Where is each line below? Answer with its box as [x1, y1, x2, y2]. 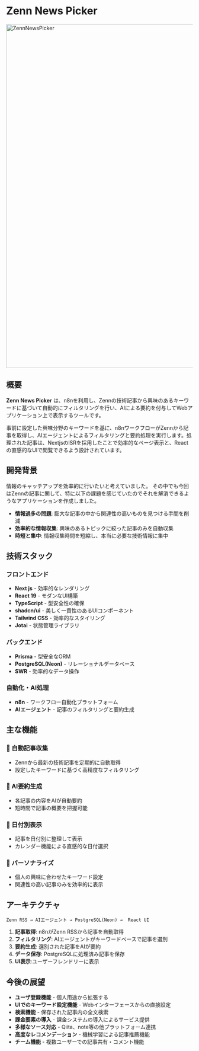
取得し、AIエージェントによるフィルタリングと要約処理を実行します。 [16, 432, 187, 439]
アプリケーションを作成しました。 [16, 497, 99, 504]
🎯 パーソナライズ [6, 859, 54, 867]
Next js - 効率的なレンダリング [14, 585, 90, 592]
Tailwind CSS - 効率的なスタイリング [14, 615, 105, 622]
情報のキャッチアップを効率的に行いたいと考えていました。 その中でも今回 [6, 482, 190, 490]
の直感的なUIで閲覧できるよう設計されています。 [6, 446, 126, 453]
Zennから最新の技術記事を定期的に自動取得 [14, 759, 121, 766]
